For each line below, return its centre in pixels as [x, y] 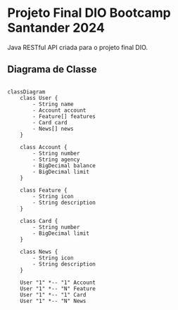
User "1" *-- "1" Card [53, 295]
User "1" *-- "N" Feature [58, 289]
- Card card [50, 122]
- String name [53, 104]
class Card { [39, 221]
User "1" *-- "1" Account [58, 283]
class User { [39, 98]
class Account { [44, 147]
